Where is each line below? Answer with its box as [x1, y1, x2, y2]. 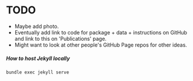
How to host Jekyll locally [6, 55, 70, 62]
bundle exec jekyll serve [6, 69, 69, 75]
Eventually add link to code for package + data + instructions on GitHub [14, 29, 187, 36]
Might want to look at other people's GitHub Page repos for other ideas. [14, 41, 187, 48]
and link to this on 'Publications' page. [14, 35, 107, 42]
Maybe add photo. [14, 23, 59, 30]
